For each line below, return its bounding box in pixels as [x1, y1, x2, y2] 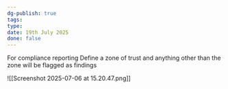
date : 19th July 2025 [7, 29, 69, 36]
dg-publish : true [7, 10, 57, 17]
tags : [7, 16, 23, 23]
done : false [7, 35, 41, 42]
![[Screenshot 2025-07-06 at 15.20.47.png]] [7, 74, 131, 82]
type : [7, 22, 23, 29]
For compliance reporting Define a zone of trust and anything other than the [7, 54, 221, 62]
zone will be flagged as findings [7, 61, 97, 69]
